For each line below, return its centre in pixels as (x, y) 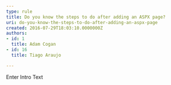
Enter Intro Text (25, 77)
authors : (17, 33)
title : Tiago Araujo (36, 55)
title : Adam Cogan (34, 45)
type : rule (19, 11)
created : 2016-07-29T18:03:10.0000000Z (55, 28)
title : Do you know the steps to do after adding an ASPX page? (86, 17)
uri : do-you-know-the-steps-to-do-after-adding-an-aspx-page (82, 22)
